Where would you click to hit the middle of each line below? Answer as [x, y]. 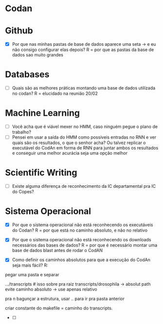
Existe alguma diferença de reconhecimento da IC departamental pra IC [84, 186]
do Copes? [23, 192]
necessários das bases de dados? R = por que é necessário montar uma [85, 245]
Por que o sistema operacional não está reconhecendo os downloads [81, 240]
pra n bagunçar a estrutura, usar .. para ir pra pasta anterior [65, 299]
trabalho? [22, 132]
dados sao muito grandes [37, 55]
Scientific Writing [41, 173]
